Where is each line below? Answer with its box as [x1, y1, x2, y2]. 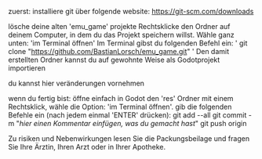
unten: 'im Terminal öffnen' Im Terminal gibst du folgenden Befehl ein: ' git [8, 38, 248, 48]
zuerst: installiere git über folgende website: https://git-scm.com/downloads [8, 7, 254, 16]
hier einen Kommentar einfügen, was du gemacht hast [19, 119, 196, 128]
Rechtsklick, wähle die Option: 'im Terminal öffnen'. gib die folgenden [8, 102, 232, 111]
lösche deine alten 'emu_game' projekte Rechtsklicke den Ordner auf [8, 22, 231, 31]
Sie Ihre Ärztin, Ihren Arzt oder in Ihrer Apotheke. [8, 143, 166, 151]
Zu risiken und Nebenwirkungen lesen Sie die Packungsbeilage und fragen [8, 134, 249, 143]
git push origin [199, 119, 247, 128]
